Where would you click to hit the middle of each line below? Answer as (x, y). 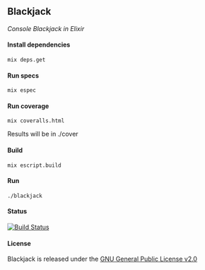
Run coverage (28, 106)
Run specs (23, 75)
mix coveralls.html (36, 121)
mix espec (22, 90)
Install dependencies (39, 45)
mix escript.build (34, 165)
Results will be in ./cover (43, 134)
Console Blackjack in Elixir (46, 28)
